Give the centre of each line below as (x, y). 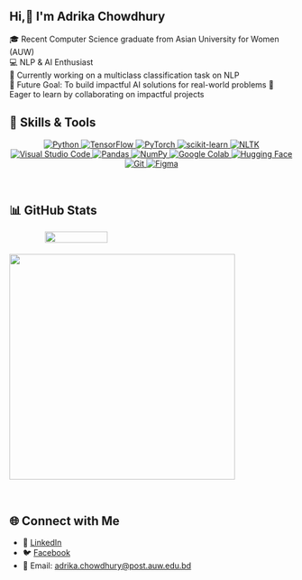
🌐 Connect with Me (64, 521)
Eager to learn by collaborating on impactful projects (107, 94)
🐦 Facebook (46, 553)
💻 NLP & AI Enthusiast (51, 62)
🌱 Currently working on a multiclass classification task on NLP (124, 75)
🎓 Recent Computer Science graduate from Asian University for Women (144, 39)
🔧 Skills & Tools (53, 123)
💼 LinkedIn (42, 543)
